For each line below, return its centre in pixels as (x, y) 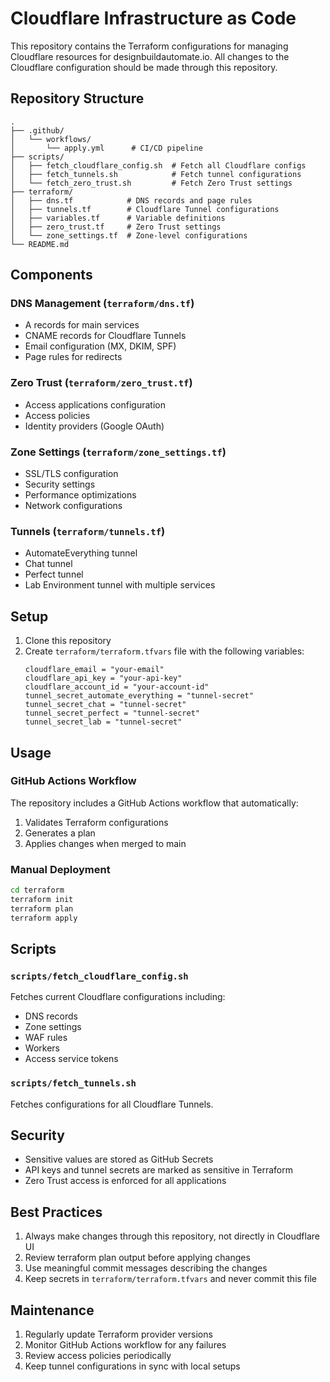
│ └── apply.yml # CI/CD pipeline (106, 148)
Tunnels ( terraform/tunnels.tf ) (88, 531)
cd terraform (37, 890)
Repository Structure (77, 98)
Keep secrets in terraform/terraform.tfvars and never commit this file (170, 1279)
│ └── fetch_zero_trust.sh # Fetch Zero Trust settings (151, 183)
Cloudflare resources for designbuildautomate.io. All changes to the (150, 56)
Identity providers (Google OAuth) (94, 426)
